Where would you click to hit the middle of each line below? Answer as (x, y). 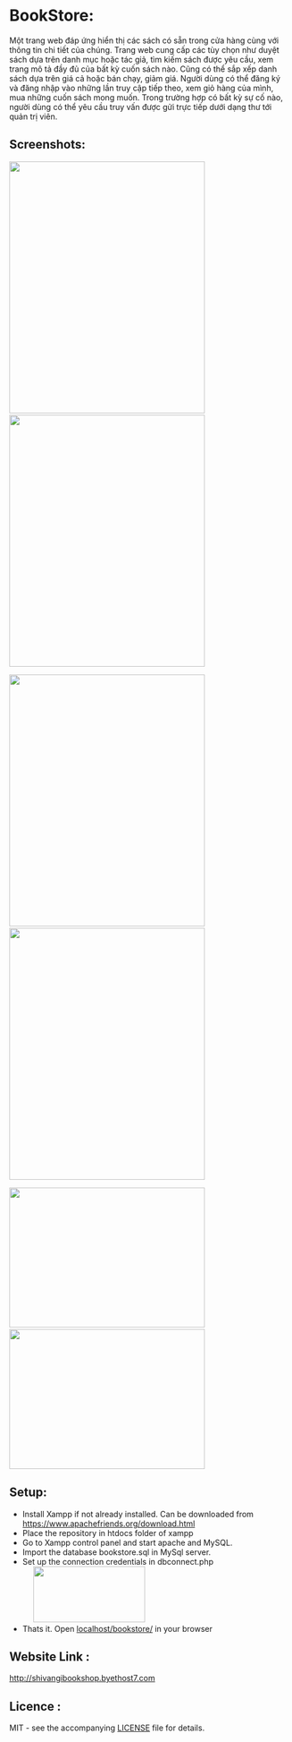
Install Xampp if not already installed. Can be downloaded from (138, 1514)
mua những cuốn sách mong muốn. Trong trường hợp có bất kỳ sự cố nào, (146, 97)
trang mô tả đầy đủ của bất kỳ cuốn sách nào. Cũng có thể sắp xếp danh (143, 69)
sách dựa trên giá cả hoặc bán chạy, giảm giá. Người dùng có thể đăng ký (145, 78)
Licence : (35, 1706)
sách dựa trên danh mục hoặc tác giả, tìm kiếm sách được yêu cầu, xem (142, 59)
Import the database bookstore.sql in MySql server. (117, 1552)
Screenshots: (48, 145)
